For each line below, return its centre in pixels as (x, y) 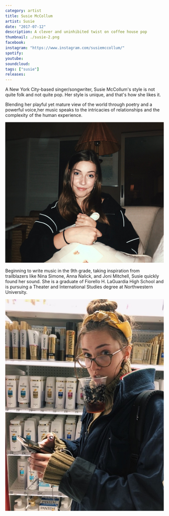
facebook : (16, 43)
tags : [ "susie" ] (22, 69)
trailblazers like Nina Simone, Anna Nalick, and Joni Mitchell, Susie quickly (82, 276)
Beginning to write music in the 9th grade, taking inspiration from (72, 271)
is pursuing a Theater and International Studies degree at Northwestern (79, 287)
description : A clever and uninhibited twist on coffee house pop (76, 32)
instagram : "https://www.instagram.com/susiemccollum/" (65, 48)
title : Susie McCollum (29, 16)
